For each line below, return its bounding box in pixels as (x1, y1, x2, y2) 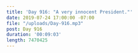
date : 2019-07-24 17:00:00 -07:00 (6, 15, 95, 21)
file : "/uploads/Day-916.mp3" (6, 20, 84, 26)
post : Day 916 (6, 26, 43, 32)
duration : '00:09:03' (6, 32, 62, 38)
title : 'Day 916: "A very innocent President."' (6, 9, 133, 15)
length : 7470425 (6, 37, 48, 43)
